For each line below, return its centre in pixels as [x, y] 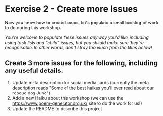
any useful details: [34, 71]
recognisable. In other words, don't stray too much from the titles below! [79, 47]
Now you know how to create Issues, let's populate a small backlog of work [82, 23]
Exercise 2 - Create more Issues [71, 9]
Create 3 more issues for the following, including [81, 63]
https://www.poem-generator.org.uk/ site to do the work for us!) [77, 103]
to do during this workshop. [33, 27]
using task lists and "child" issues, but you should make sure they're [75, 42]
